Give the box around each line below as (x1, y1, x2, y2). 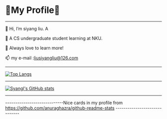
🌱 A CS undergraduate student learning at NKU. (5, 35, 103, 41)
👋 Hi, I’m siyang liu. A (5, 25, 49, 31)
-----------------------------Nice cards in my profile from (5, 100, 123, 106)
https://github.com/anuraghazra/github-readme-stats (5, 105, 115, 111)
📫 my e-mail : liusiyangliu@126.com (5, 55, 79, 61)
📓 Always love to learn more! (5, 45, 64, 51)
